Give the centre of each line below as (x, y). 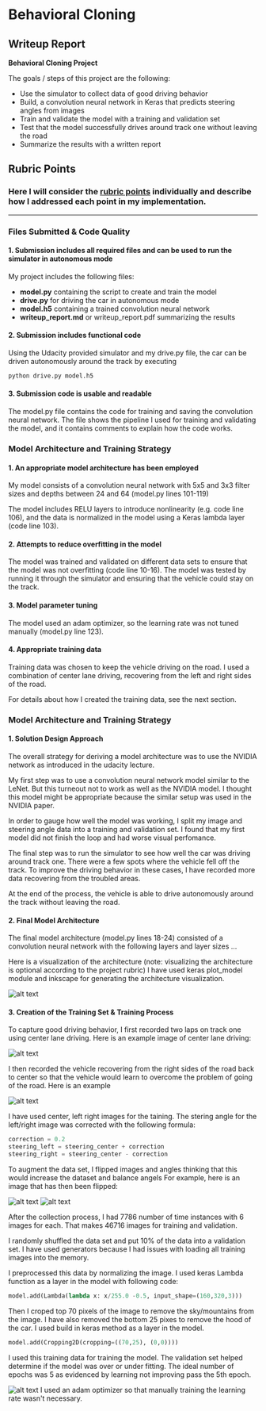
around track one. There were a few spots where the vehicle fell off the (124, 861)
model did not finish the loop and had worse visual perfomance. (112, 838)
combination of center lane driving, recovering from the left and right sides (130, 675)
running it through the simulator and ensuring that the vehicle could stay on (131, 579)
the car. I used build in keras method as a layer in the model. (106, 1328)
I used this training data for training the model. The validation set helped (125, 1357)
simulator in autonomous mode (61, 259)
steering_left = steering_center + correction (86, 1147)
